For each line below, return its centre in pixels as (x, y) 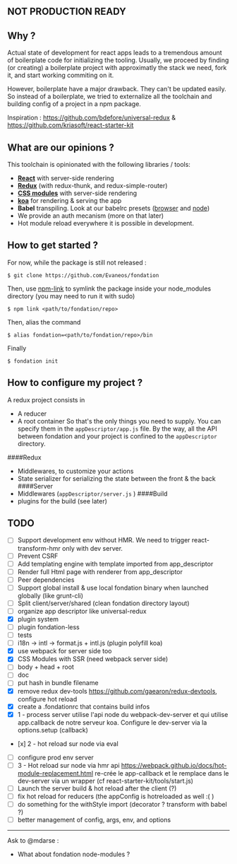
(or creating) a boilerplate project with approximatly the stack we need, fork (117, 68)
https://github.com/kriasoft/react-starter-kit (71, 125)
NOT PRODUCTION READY (67, 12)
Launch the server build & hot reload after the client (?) (97, 788)
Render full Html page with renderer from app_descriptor (100, 571)
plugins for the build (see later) (62, 501)
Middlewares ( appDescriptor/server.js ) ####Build (92, 494)
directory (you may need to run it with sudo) (71, 296)
